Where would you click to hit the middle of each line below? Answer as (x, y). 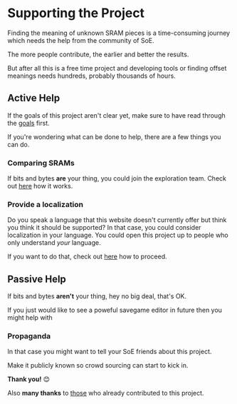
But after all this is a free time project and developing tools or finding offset (117, 68)
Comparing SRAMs (41, 163)
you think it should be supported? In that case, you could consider (104, 228)
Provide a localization (46, 204)
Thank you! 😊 (29, 379)
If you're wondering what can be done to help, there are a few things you (114, 136)
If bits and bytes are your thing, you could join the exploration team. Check (117, 178)
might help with (30, 318)
